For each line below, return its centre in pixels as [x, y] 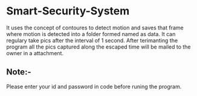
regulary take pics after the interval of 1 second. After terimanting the [92, 40]
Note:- [19, 72]
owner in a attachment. [35, 53]
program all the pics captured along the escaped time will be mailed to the [99, 47]
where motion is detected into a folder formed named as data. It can [91, 34]
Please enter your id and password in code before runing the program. [94, 86]
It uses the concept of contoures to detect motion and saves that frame [95, 28]
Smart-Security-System [68, 11]
